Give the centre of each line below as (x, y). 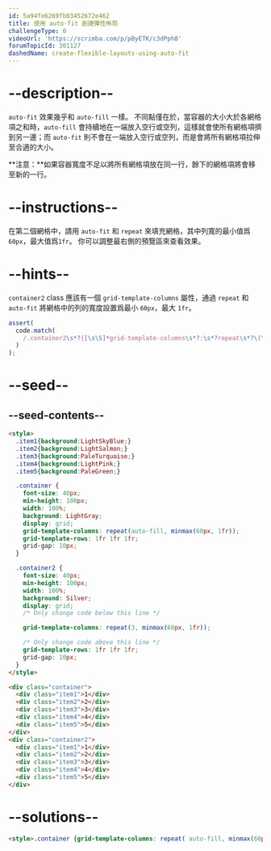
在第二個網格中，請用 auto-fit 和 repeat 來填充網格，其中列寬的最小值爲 (129, 230)
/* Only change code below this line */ (92, 613)
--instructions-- (63, 208)
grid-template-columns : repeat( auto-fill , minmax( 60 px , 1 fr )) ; (131, 531)
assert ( (21, 323)
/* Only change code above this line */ (92, 642)
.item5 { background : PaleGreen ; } (68, 471)
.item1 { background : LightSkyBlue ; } (73, 441)
